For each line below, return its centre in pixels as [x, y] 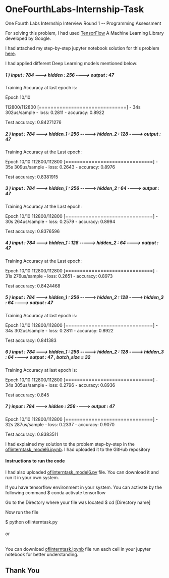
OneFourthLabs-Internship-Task [75, 9]
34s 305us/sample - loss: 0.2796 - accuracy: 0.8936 [60, 385]
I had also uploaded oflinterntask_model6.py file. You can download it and [82, 472]
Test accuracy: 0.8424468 [33, 285]
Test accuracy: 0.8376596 [33, 231]
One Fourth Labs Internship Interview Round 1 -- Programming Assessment [83, 23]
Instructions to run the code [35, 461]
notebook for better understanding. [42, 555]
